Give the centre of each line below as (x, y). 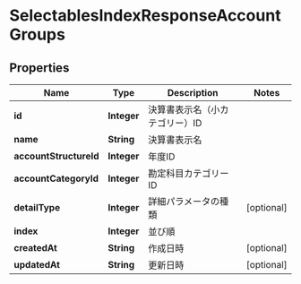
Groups (37, 34)
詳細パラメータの (184, 201)
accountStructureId (56, 156)
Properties (39, 68)
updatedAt (37, 265)
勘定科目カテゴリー (188, 173)
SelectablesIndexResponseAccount (145, 16)
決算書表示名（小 (184, 110)
